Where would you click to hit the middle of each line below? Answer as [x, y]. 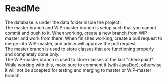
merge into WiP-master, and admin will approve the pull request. [71, 43]
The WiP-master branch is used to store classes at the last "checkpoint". [80, 59]
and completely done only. [32, 54]
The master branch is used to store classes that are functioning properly [79, 49]
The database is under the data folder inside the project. [63, 22]
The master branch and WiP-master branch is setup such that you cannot [81, 27]
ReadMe [23, 9]
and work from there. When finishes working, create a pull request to [91, 38]
